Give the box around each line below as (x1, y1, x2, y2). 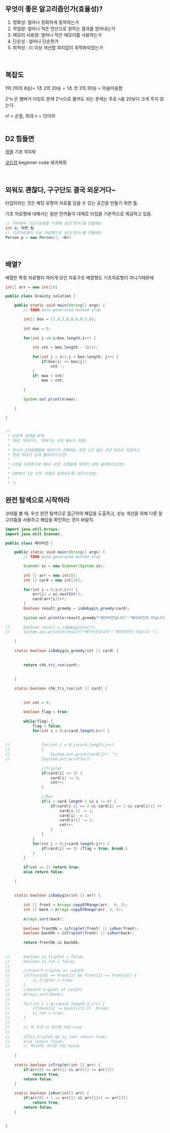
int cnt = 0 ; (23, 700, 51, 705)
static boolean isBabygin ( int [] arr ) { (14, 893, 101, 898)
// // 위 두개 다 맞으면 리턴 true (5, 1025, 82, 1030)
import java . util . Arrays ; (5, 527, 60, 532)
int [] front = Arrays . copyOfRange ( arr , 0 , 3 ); (23, 903, 128, 908)
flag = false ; (32, 723, 62, 729)
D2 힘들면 (5, 135, 34, 143)
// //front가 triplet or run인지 (5, 968, 84, 974)
